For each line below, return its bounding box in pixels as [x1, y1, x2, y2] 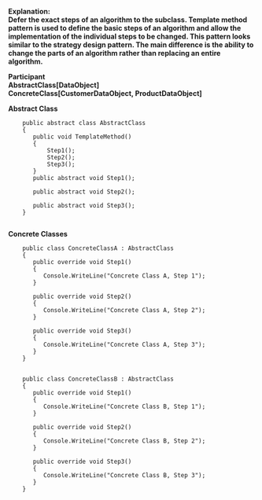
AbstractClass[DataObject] [8, 80, 100, 90]
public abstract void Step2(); [32, 188, 135, 196]
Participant [8, 72, 46, 81]
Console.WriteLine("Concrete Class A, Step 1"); [42, 272, 206, 280]
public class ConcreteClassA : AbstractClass [22, 244, 175, 252]
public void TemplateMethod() [32, 133, 132, 141]
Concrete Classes [8, 230, 68, 238]
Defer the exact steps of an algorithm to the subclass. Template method [8, 15, 248, 24]
